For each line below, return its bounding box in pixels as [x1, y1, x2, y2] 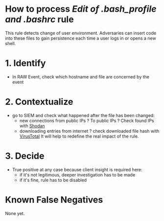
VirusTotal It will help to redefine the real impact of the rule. [19, 133, 139, 139]
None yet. [5, 210, 25, 216]
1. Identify [5, 58, 46, 69]
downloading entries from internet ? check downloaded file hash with [19, 128, 160, 134]
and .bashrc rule [5, 14, 74, 25]
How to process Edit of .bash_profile [5, 3, 157, 15]
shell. [5, 40, 16, 46]
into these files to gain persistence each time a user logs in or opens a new [5, 35, 156, 41]
